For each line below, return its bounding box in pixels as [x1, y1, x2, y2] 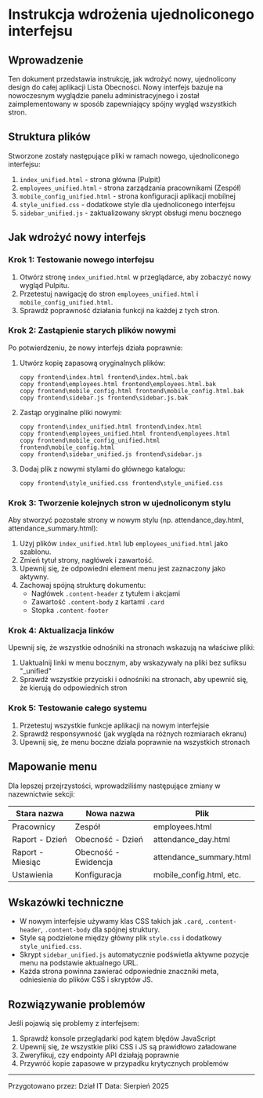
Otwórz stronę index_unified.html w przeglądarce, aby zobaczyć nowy [19, 272, 252, 282]
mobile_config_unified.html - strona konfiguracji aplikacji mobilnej [19, 191, 236, 201]
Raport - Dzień [12, 834, 68, 844]
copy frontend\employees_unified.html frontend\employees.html [19, 429, 231, 437]
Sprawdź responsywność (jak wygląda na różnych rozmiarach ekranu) [19, 728, 247, 739]
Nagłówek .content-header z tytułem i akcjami [31, 589, 181, 598]
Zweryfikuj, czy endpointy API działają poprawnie [19, 1050, 180, 1060]
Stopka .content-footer [31, 606, 109, 615]
